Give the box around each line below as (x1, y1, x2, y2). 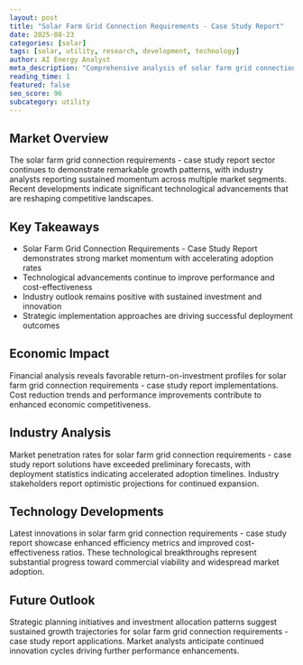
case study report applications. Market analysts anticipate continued (9, 636, 264, 647)
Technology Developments (9, 504, 164, 520)
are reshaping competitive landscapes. (9, 193, 154, 204)
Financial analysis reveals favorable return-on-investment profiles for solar (9, 370, 287, 380)
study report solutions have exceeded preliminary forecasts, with (9, 458, 251, 470)
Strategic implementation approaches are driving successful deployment (22, 311, 293, 321)
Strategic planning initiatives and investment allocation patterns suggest (9, 616, 278, 628)
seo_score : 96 (9, 89, 63, 98)
